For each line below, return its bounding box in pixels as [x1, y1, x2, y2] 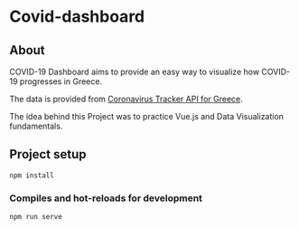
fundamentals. [9, 120, 63, 131]
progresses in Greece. [19, 76, 102, 87]
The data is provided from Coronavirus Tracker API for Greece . [9, 93, 243, 104]
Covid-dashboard [9, 6, 145, 27]
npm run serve [9, 213, 63, 222]
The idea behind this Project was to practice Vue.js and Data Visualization [9, 111, 285, 121]
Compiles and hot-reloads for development [9, 192, 203, 205]
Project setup [9, 147, 88, 162]
